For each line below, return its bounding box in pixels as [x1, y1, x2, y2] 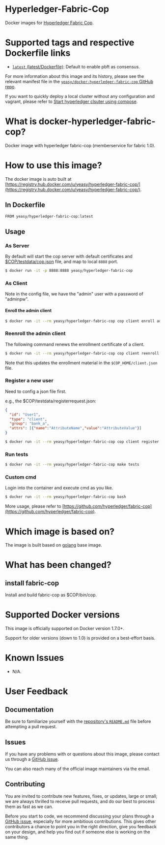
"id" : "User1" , [9, 412, 41, 417]
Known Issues [5, 652, 64, 663]
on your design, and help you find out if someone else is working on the [5, 829, 150, 835]
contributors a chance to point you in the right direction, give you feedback [5, 823, 157, 829]
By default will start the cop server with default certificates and [5, 254, 133, 260]
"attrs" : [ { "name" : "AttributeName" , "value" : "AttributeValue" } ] [9, 426, 142, 431]
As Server [5, 242, 29, 249]
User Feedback [5, 686, 68, 697]
